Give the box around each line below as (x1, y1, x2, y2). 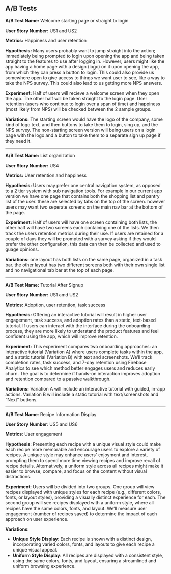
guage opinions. (5, 246, 39, 252)
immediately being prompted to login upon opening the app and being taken (5, 53, 165, 59)
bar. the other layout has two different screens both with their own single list (5, 262, 165, 268)
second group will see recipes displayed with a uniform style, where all (5, 499, 154, 506)
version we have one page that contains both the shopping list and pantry (5, 193, 160, 199)
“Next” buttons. (5, 396, 38, 403)
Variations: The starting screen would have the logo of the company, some (5, 116, 163, 122)
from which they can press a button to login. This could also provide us (5, 69, 154, 75)
